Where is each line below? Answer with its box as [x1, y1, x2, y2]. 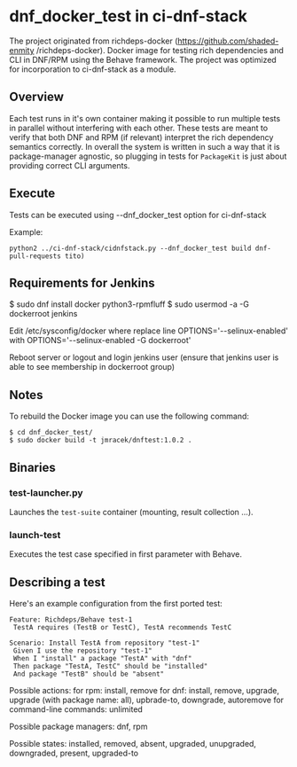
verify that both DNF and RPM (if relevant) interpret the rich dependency [9, 131, 274, 143]
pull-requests [9, 251, 62, 261]
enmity [9, 44, 35, 55]
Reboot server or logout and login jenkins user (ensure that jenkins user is [9, 352, 279, 363]
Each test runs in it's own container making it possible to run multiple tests [9, 113, 281, 123]
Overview [9, 90, 65, 105]
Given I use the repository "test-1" [12, 646, 152, 655]
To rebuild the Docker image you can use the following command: [9, 411, 250, 422]
